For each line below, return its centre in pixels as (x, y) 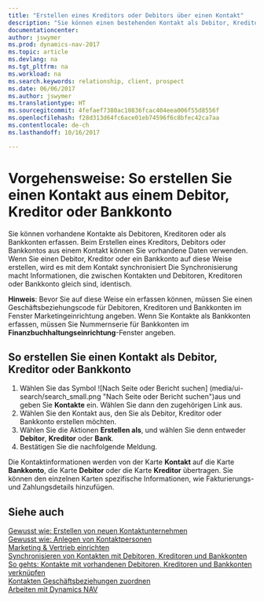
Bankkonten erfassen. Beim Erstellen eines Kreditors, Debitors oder (117, 242)
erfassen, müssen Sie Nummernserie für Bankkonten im (99, 324)
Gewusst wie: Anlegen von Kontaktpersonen (80, 539)
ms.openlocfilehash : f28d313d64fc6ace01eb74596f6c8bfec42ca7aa (114, 118)
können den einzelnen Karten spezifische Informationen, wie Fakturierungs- (131, 479)
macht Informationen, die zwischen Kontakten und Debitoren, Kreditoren (125, 275)
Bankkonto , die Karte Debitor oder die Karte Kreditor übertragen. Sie (121, 471)
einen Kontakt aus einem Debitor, (119, 195)
